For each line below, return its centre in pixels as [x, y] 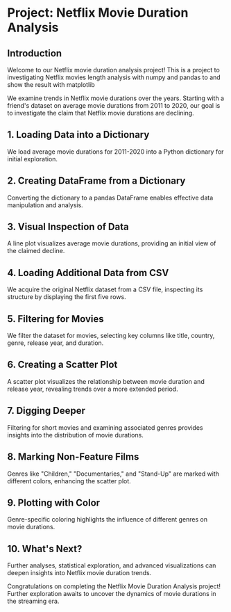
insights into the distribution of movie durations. [75, 435]
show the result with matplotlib [51, 84]
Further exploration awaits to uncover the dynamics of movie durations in [112, 594]
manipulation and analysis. [45, 205]
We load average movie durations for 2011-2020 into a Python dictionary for [115, 152]
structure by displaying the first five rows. [67, 297]
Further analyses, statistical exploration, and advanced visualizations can [112, 565]
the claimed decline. [36, 251]
